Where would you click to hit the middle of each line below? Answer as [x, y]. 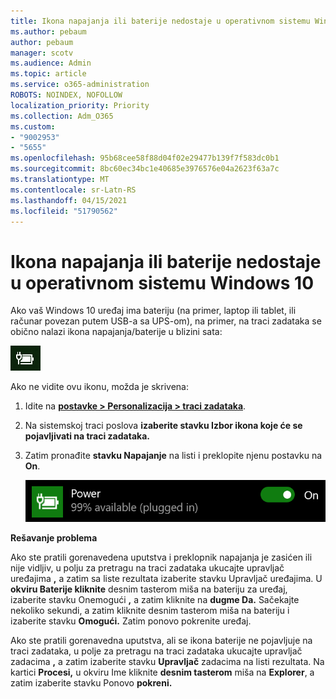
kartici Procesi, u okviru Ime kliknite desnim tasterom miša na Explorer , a [162, 672]
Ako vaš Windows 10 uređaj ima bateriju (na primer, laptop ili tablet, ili [153, 311]
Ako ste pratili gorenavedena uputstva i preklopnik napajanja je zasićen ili [161, 557]
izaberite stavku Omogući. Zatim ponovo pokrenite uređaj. [131, 621]
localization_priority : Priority [80, 105]
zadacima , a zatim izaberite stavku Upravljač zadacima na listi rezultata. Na [167, 662]
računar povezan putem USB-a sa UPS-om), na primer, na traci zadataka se [166, 321]
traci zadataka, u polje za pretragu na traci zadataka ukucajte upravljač [156, 651]
